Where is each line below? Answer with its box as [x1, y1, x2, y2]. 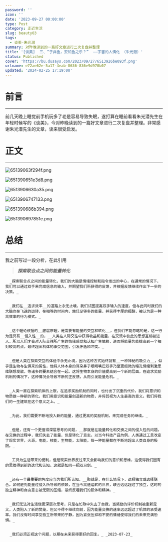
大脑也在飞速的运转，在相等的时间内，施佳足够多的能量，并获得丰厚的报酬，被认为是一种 [5, 309, 161, 314]
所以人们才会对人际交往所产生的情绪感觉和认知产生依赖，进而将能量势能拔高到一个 [12, 339, 158, 344]
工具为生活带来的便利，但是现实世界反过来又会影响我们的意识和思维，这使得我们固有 [11, 457, 161, 462]
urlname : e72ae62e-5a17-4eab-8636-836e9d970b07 [5, 63, 106, 68]
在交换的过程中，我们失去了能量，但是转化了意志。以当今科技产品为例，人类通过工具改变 [5, 433, 161, 438]
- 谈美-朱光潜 [9, 40, 35, 45]
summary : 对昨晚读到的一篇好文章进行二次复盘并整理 [5, 45, 100, 50]
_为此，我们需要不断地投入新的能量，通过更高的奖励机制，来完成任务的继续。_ [9, 413, 148, 418]
